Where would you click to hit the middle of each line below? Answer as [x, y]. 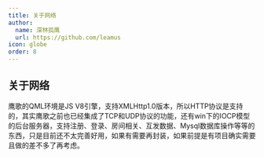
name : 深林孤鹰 [38, 30]
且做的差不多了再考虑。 [46, 145]
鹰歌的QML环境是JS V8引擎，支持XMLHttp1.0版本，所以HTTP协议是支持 [126, 106]
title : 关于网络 [32, 15]
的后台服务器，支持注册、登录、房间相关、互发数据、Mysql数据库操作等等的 [132, 126]
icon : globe [27, 45]
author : [21, 23]
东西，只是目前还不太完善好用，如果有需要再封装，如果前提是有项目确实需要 [132, 135]
